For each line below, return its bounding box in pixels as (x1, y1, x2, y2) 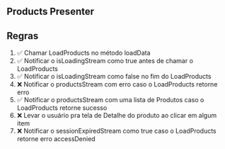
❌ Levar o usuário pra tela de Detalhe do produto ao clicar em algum (16, 111, 217, 120)
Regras (6, 30, 39, 42)
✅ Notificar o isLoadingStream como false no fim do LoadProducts (16, 72, 212, 81)
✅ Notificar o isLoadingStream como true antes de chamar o (16, 57, 194, 65)
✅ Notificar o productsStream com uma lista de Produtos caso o (16, 96, 204, 104)
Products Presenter (6, 6, 95, 18)
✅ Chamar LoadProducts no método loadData (16, 49, 151, 57)
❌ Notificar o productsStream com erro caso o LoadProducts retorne (16, 80, 218, 89)
